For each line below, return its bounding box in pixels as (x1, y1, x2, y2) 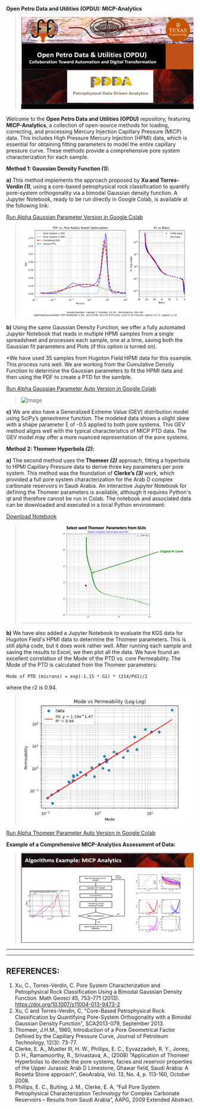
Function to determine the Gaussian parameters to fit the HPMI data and (6, 367, 183, 374)
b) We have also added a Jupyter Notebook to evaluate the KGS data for (6, 629, 183, 636)
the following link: (6, 202, 49, 209)
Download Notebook (6, 512, 57, 520)
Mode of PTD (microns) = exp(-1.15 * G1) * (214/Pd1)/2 (6, 673, 148, 679)
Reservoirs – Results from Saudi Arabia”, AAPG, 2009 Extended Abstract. (14, 1096, 194, 1104)
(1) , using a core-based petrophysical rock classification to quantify (23, 183, 190, 190)
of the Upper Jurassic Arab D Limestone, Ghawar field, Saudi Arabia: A (14, 1064, 189, 1072)
